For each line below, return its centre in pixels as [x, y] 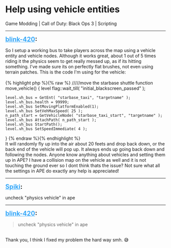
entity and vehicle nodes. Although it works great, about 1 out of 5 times [81, 56]
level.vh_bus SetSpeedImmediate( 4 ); [46, 129]
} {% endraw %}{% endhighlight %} [43, 138]
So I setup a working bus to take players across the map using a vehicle [80, 50]
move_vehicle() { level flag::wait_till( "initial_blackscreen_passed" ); [76, 88]
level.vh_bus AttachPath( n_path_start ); [51, 120]
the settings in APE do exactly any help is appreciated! [62, 171]
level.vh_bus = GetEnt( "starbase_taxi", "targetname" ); [68, 97]
